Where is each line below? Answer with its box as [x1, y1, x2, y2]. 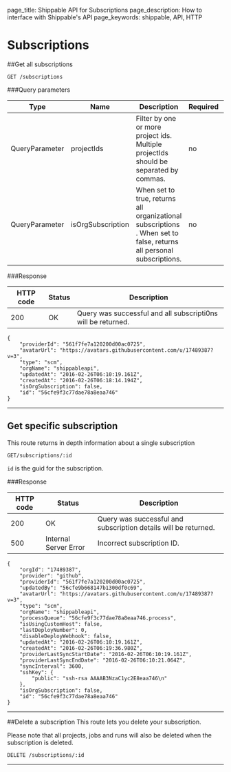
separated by [135, 165, 179, 175]
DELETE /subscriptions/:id [7, 751, 85, 758]
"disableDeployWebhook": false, [19, 633, 112, 640]
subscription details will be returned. [97, 522, 215, 532]
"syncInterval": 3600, [19, 662, 85, 670]
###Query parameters [7, 86, 71, 94]
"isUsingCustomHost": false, [19, 620, 103, 627]
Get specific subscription [7, 420, 118, 432]
